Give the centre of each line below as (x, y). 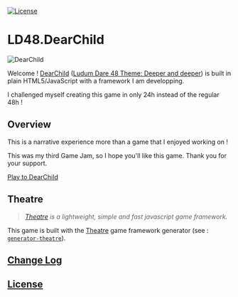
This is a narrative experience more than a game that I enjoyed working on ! (118, 142)
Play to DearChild (33, 177)
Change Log (35, 260)
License (25, 285)
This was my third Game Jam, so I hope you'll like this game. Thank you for (117, 155)
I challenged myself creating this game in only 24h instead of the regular (113, 94)
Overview (29, 125)
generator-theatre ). (37, 238)
